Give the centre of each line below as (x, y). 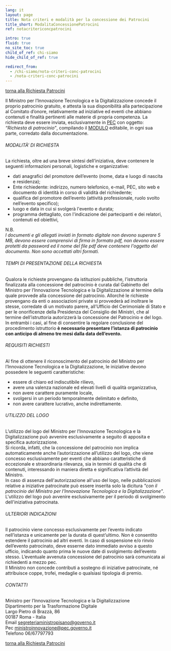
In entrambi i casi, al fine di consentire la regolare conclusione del (74, 323)
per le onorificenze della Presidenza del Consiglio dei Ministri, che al (77, 312)
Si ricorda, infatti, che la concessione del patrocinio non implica (72, 447)
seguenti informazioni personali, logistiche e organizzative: (67, 166)
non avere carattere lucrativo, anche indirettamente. (67, 404)
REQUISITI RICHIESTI (28, 345)
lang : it (15, 10)
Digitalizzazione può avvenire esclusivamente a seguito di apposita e (78, 436)
